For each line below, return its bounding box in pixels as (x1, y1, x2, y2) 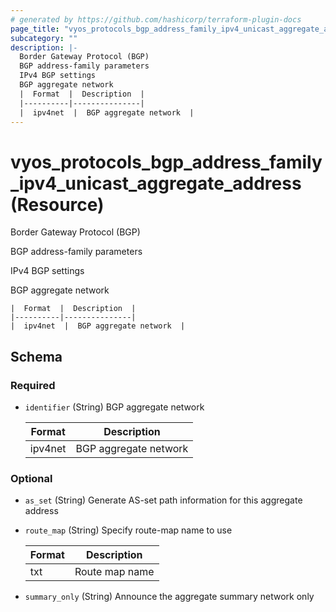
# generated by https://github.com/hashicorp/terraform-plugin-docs (10, 14, 302, 25)
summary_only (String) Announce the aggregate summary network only (24, 591, 315, 603)
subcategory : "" (10, 33, 78, 43)
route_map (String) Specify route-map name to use (24, 524, 233, 536)
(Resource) (10, 193, 105, 216)
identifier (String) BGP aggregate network (24, 401, 205, 413)
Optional (10, 471, 53, 485)
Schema (10, 348, 63, 365)
